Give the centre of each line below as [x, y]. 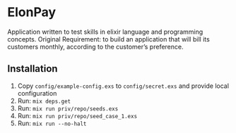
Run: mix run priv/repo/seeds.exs [68, 108]
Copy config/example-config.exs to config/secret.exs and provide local [123, 86]
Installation [33, 69]
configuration [37, 93]
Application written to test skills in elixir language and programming [105, 32]
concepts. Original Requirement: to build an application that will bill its [108, 39]
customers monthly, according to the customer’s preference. [95, 46]
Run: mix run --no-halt [52, 123]
